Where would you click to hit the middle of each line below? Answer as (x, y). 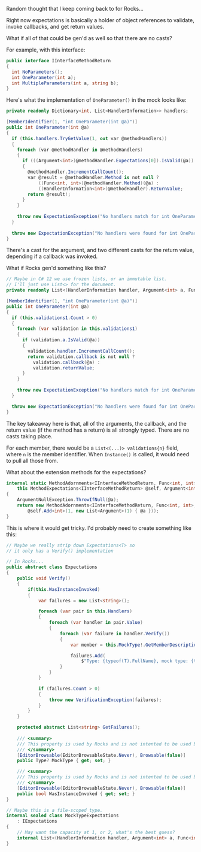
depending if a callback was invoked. (52, 256)
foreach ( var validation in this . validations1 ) (77, 329)
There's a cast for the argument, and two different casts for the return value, (100, 250)
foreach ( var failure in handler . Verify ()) (115, 633)
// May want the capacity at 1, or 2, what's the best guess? (96, 832)
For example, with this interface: (46, 50)
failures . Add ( (88, 656)
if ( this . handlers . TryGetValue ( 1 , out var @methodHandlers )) (89, 138)
